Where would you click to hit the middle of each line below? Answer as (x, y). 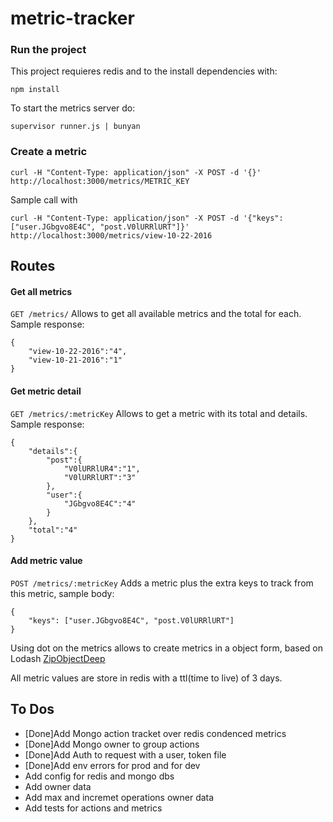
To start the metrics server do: (73, 108)
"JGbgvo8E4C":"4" (100, 503)
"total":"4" (53, 530)
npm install (35, 90)
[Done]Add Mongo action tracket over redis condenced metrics (155, 733)
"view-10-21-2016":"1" (75, 360)
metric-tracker (72, 18)
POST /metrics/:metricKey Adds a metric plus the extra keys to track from (162, 583)
